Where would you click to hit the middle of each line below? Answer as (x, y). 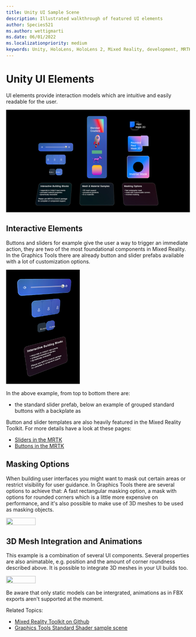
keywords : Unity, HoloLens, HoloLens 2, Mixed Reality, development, (92, 50)
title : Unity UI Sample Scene (43, 12)
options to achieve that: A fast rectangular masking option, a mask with (91, 491)
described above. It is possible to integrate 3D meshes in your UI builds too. (97, 568)
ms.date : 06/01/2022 (31, 37)
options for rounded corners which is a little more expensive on (82, 497)
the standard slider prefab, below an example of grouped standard (94, 405)
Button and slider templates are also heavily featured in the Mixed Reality (94, 422)
